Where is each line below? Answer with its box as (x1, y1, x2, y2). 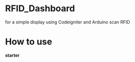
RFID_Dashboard (5, 3, 75, 14)
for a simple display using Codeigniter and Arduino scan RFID (5, 19, 130, 25)
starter (5, 52, 20, 58)
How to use (5, 36, 52, 47)
